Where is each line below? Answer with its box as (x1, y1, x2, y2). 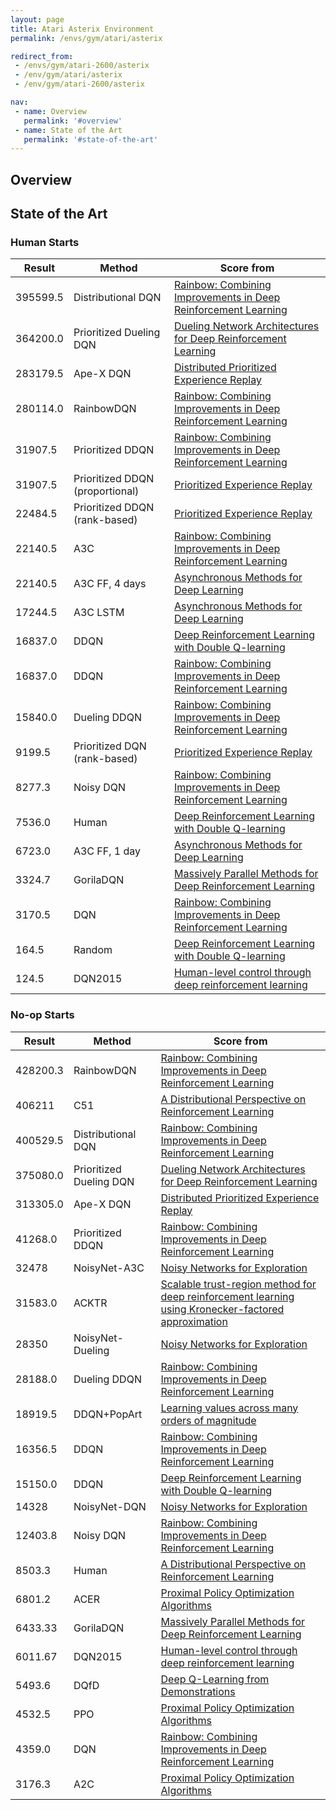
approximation (160, 1314, 228, 1328)
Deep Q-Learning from (160, 1672, 270, 1686)
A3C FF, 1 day (73, 844, 142, 858)
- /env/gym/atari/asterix (14, 70, 123, 80)
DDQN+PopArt (73, 1407, 143, 1421)
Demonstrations (160, 1684, 236, 1698)
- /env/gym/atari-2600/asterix (14, 79, 145, 90)
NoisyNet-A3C (73, 1261, 145, 1275)
